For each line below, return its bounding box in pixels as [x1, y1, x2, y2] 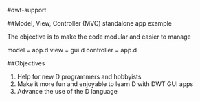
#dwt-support [7, 6, 47, 14]
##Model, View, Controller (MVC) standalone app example [7, 19, 172, 27]
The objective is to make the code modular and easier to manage [7, 32, 191, 41]
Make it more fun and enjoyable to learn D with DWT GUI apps [16, 80, 194, 88]
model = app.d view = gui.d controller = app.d [7, 46, 137, 54]
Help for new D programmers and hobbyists [16, 72, 142, 81]
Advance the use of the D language [16, 88, 118, 95]
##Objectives [7, 59, 45, 68]
